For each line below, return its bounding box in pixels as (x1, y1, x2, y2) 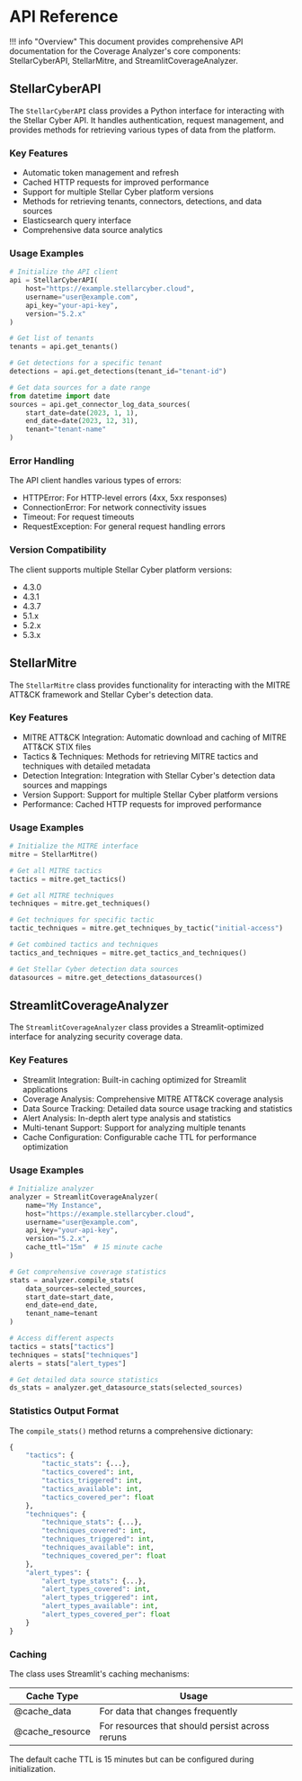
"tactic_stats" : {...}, (41, 1460, 130, 1469)
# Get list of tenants (9, 334, 94, 343)
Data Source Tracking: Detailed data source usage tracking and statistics (22, 1102, 293, 1113)
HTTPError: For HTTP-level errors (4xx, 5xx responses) (22, 492, 227, 503)
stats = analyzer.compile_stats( (9, 1275, 135, 1284)
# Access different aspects (9, 1334, 115, 1343)
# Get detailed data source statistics (9, 1375, 159, 1384)
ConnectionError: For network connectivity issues (22, 502, 207, 513)
